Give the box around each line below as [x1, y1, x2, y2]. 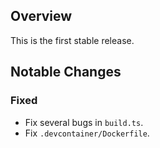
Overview [10, 8, 73, 25]
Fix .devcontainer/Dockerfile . [24, 127, 150, 139]
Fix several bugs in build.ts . [24, 116, 144, 128]
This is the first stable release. [10, 34, 135, 46]
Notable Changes [10, 64, 122, 81]
